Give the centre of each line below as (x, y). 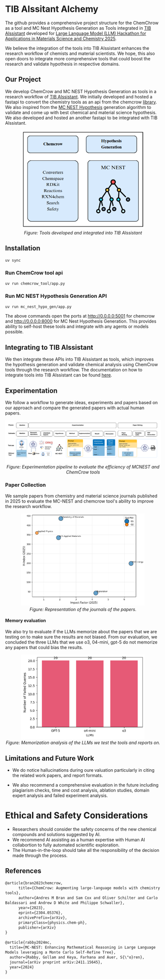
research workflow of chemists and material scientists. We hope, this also (80, 53)
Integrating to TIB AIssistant (49, 347)
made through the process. (40, 856)
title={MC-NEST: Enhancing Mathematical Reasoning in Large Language (82, 947)
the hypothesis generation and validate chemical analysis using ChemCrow (82, 365)
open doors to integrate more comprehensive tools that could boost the (78, 58)
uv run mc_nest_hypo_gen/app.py (38, 307)
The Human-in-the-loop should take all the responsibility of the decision (86, 850)
